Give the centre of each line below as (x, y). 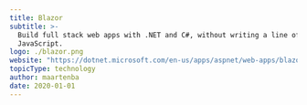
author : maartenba (44, 78)
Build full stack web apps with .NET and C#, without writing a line (153, 35)
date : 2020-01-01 (42, 86)
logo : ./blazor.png (47, 52)
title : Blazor (37, 18)
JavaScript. (41, 43)
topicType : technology (53, 69)
